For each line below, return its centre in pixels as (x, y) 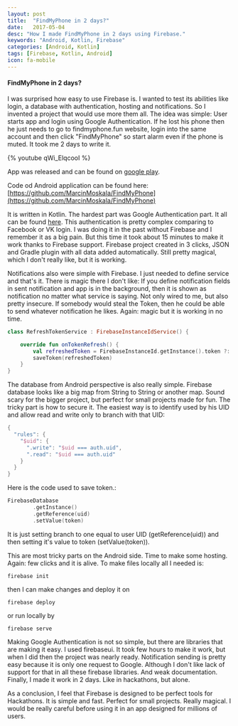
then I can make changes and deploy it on (69, 589)
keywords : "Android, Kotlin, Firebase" (66, 41)
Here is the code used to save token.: (62, 488)
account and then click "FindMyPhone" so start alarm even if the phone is (115, 137)
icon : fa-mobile (31, 60)
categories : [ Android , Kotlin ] (54, 47)
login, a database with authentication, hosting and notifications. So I (107, 106)
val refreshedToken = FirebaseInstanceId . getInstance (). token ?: (132, 351)
